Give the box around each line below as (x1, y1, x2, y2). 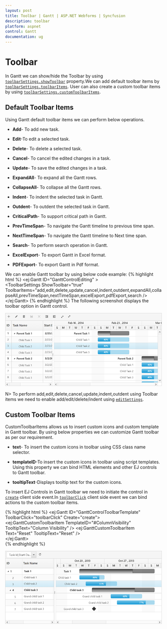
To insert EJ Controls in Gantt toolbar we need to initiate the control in (5, 489, 148, 495)
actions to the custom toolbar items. (5, 499, 79, 506)
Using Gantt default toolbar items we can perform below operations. (5, 116, 145, 122)
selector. (12, 449, 31, 455)
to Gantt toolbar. (12, 469, 46, 476)
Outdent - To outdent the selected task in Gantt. (12, 204, 110, 210)
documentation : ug (5, 34, 43, 39)
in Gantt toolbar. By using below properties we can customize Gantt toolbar (5, 429, 159, 435)
